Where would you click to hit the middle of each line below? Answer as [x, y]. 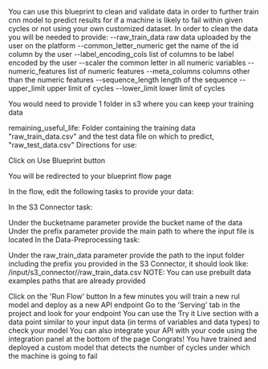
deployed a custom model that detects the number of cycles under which [129, 347]
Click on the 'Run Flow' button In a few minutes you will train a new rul [124, 296]
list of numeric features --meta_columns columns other [159, 71]
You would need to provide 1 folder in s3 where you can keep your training [131, 104]
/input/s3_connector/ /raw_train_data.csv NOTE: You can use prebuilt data [130, 272]
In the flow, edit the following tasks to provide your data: [101, 191]
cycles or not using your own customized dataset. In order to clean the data [133, 28]
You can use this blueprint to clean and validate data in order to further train [134, 12]
